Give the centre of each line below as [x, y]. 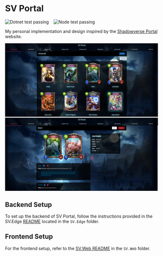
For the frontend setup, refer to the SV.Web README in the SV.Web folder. [78, 248]
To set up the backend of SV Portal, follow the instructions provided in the [79, 216]
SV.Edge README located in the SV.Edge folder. [52, 222]
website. [14, 36]
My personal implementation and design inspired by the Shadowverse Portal [81, 31]
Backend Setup [29, 205]
